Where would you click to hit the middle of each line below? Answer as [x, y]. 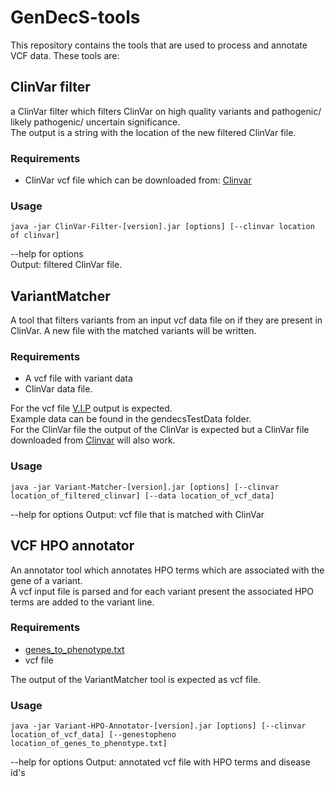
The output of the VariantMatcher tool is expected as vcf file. [136, 679]
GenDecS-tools [75, 17]
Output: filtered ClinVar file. [66, 265]
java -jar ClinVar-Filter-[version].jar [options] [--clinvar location [162, 227]
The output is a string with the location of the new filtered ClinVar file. [153, 132]
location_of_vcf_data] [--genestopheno [93, 735]
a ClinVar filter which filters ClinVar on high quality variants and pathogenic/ [166, 111]
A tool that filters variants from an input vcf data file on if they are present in [166, 320]
